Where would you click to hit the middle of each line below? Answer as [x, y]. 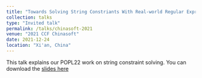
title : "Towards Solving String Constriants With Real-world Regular [95, 12]
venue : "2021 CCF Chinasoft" [43, 34]
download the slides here [38, 68]
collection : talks [29, 17]
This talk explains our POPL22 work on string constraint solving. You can [96, 62]
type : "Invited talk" [33, 23]
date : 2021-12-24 [28, 40]
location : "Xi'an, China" [38, 46]
